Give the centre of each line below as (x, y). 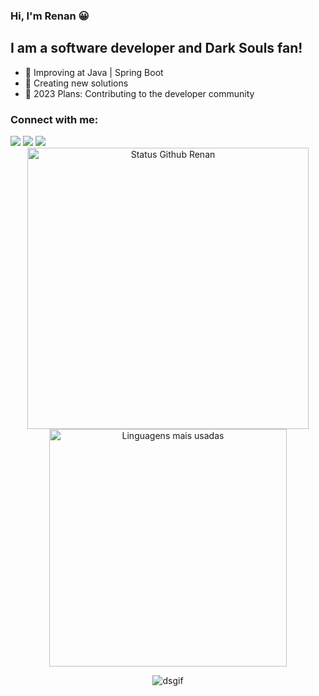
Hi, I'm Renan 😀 (50, 16)
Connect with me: (54, 119)
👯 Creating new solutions (76, 83)
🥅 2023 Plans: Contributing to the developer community (139, 93)
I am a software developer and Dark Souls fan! (156, 48)
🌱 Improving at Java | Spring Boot (94, 72)
